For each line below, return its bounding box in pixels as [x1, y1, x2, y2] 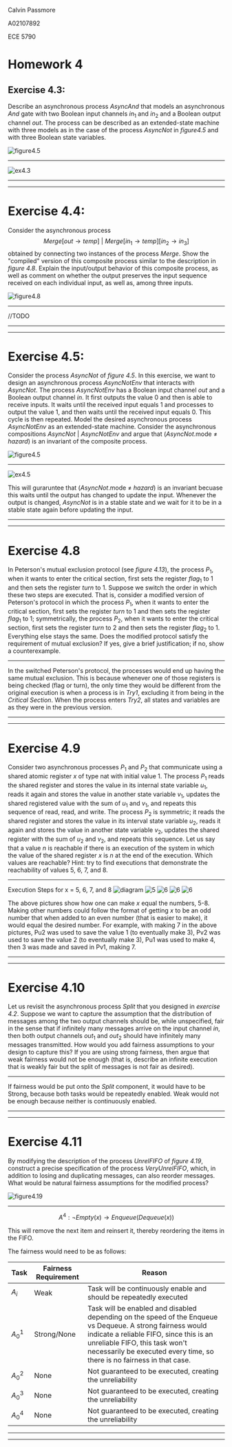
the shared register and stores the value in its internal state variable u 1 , [8, 781, 209, 791]
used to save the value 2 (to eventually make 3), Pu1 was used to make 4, [8, 935, 216, 944]
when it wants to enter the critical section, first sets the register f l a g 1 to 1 [8, 574, 213, 584]
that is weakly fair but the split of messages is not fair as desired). [8, 1063, 195, 1071]
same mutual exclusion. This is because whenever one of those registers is [8, 674, 221, 683]
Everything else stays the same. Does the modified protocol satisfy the [8, 632, 209, 641]
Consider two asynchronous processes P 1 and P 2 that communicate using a [8, 763, 223, 773]
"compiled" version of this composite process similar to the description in [8, 256, 216, 264]
